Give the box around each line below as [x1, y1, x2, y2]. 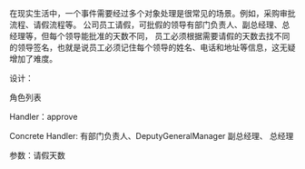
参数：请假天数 [9, 150, 65, 161]
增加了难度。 [9, 54, 57, 64]
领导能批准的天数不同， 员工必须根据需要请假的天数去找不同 [64, 31, 290, 41]
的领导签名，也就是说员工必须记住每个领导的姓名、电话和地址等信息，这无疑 [9, 42, 296, 53]
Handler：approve [9, 112, 78, 122]
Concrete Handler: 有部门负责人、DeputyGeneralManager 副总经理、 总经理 [9, 131, 294, 141]
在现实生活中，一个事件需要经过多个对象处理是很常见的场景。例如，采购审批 [9, 8, 296, 18]
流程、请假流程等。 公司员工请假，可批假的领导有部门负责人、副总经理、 [9, 19, 282, 30]
